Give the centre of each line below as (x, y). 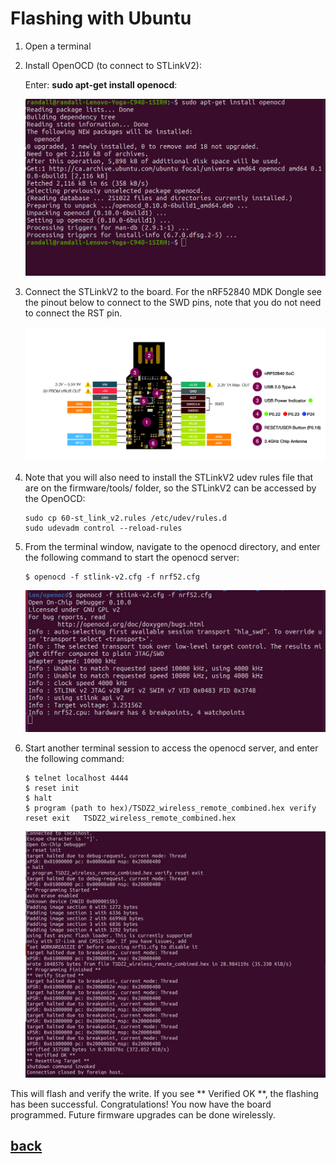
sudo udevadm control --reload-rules (103, 528)
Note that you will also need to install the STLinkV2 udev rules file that (169, 478)
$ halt (38, 798)
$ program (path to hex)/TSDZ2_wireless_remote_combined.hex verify (170, 808)
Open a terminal (58, 46)
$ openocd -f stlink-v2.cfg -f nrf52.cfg (112, 577)
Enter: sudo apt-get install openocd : (101, 84)
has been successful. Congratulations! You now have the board (141, 1104)
